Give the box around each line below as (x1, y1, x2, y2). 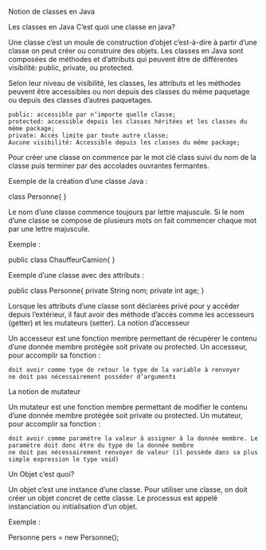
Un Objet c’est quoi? (8, 470, 75, 478)
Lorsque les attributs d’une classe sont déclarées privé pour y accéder (8, 302, 241, 310)
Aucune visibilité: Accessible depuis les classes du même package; (8, 138, 241, 146)
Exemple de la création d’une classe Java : (8, 177, 148, 185)
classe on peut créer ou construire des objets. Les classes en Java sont (8, 46, 244, 55)
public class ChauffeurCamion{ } (8, 255, 115, 264)
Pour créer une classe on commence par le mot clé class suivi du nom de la (8, 153, 256, 162)
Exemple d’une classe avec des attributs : (8, 271, 145, 279)
